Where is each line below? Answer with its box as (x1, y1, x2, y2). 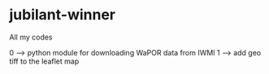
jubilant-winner (9, 6, 116, 24)
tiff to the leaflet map (9, 56, 80, 66)
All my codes (9, 32, 53, 42)
